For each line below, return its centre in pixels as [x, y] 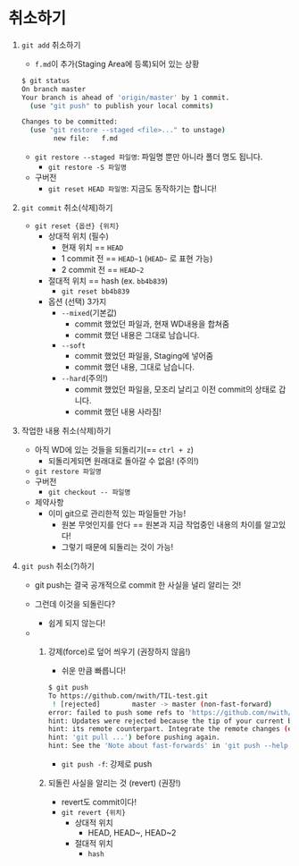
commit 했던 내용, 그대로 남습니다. [135, 367]
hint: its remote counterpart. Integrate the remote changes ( [168, 729]
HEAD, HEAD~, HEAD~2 [132, 833]
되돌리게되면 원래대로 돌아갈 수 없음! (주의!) [124, 461]
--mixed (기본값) [89, 313]
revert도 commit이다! [99, 802]
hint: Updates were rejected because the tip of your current [166, 721]
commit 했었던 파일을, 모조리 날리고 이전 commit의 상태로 [176, 389]
